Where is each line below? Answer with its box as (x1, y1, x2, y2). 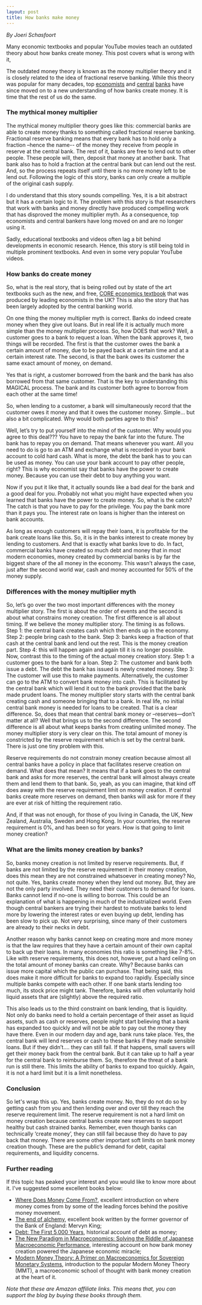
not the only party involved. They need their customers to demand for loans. (6, 885, 196, 892)
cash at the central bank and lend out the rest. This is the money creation (6, 639, 188, 647)
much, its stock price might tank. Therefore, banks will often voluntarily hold (6, 987, 195, 994)
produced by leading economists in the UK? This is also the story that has (6, 296, 189, 304)
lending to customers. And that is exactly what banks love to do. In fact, (6, 540, 184, 548)
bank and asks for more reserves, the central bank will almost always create (6, 774, 195, 781)
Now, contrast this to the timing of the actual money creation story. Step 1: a (6, 653, 195, 660)
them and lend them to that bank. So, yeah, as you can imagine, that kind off (6, 780, 196, 787)
